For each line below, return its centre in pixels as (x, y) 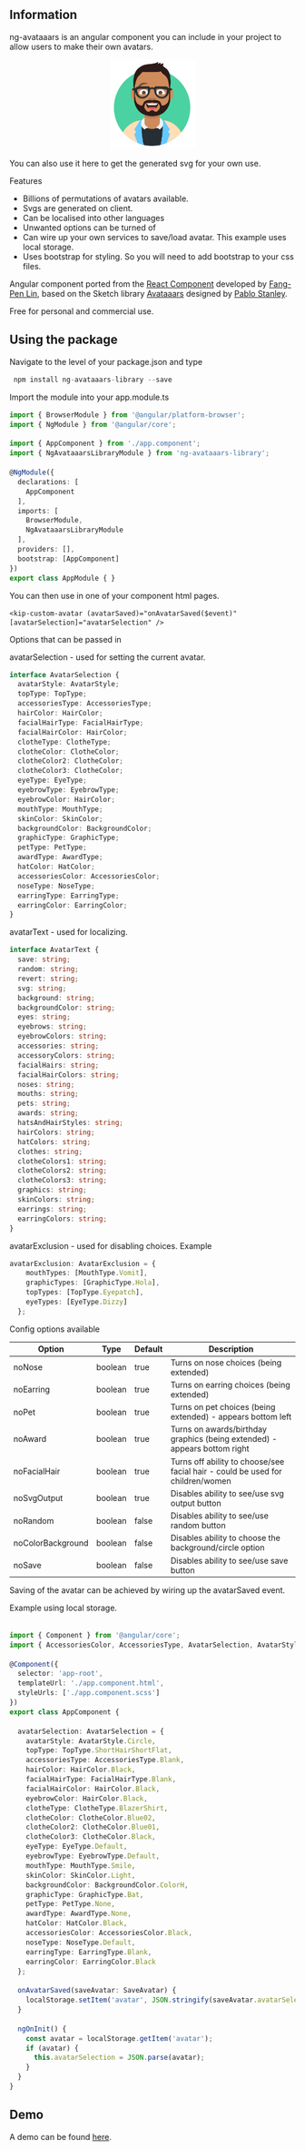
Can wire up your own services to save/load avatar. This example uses (154, 238)
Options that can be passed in (66, 639)
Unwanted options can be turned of (89, 228)
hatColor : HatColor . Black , (77, 1923)
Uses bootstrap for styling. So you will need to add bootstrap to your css (158, 257)
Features (26, 181)
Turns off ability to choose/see (228, 1461)
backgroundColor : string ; (67, 1008)
